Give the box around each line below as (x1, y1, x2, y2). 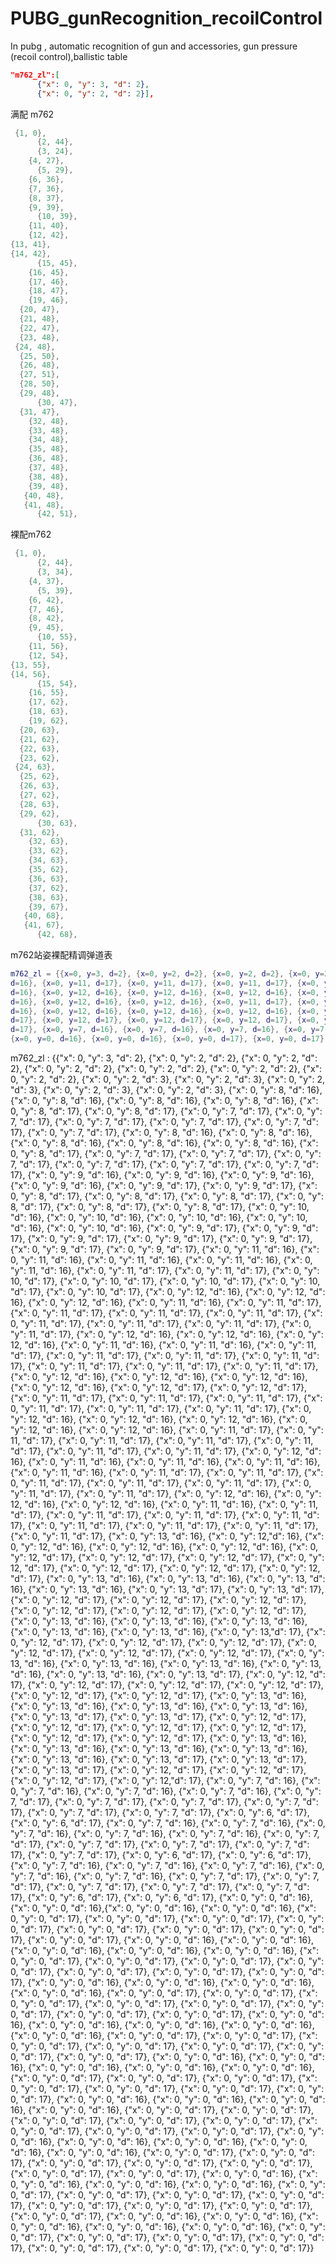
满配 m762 (10, 108, 55, 120)
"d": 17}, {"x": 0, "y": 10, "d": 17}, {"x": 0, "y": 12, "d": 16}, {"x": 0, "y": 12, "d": (10, 1286, 326, 1298)
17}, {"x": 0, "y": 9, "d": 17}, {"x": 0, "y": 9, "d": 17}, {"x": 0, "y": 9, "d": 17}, (10, 1233, 313, 1245)
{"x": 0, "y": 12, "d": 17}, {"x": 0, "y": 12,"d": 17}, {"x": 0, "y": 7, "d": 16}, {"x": (10, 1775, 321, 1787)
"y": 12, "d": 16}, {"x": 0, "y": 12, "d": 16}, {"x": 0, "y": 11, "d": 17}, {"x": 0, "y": (10, 1424, 324, 1436)
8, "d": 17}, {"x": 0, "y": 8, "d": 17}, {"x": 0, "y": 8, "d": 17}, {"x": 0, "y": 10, (10, 1201, 310, 1213)
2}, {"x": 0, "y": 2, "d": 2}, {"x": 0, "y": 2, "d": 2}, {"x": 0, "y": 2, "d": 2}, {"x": (10, 1063, 323, 1075)
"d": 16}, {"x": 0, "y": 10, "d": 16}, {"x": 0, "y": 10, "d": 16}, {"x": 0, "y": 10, (10, 1212, 308, 1224)
